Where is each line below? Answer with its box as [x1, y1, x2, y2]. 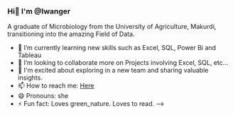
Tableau [17, 51, 42, 59]
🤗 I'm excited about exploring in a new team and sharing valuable [17, 66, 209, 75]
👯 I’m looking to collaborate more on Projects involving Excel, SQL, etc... [17, 59, 229, 67]
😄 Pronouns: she [17, 92, 69, 100]
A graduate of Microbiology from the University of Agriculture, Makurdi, [7, 23, 217, 31]
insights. [17, 73, 43, 82]
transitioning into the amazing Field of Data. [7, 30, 135, 38]
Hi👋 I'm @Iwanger [7, 6, 71, 16]
